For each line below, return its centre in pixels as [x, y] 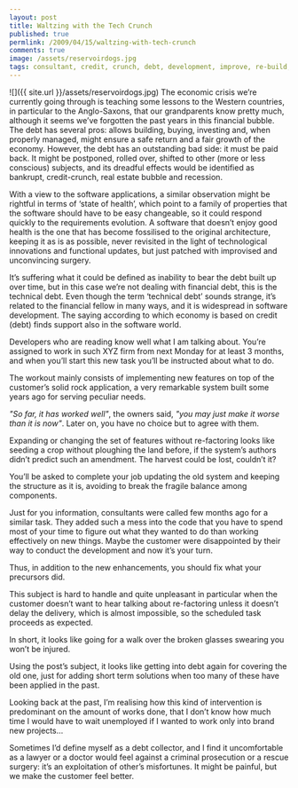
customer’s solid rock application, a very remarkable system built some [139, 387]
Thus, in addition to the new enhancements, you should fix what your [135, 567]
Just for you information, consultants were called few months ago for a [139, 512]
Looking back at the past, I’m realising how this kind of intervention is [136, 702]
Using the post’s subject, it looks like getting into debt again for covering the [148, 666]
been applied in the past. [55, 685]
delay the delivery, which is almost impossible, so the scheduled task [135, 612]
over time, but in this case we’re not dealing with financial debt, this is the [143, 287]
